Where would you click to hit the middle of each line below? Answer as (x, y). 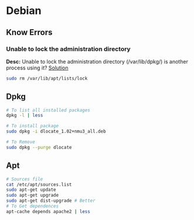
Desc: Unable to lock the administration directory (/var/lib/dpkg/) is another (97, 61)
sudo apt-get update (31, 190)
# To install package (33, 126)
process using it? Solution (37, 68)
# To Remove (21, 142)
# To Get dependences (33, 206)
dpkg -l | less (25, 116)
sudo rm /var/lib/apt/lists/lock (47, 78)
